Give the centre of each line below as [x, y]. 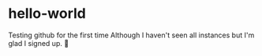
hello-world [47, 14]
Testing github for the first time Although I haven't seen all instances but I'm [131, 35]
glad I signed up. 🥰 [39, 43]
